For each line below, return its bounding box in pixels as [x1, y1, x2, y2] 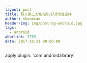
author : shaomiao [5, 16, 41, 21]
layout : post [5, 7, 32, 12]
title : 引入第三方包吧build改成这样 [5, 12, 72, 17]
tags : [5, 25, 16, 30]
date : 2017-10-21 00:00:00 [5, 39, 60, 44]
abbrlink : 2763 [5, 35, 36, 40]
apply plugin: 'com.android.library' [5, 52, 75, 58]
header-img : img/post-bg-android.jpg [5, 21, 83, 26]
